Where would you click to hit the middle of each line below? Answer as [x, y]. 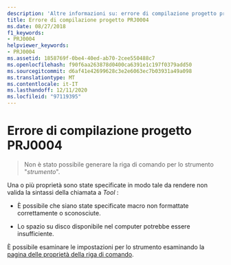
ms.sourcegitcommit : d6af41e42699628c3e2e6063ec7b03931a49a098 [100, 71]
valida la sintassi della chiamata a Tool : [63, 192]
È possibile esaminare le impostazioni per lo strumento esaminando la [106, 247]
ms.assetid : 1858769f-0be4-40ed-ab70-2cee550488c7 [81, 59]
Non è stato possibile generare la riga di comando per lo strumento [119, 164]
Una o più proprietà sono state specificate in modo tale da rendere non [108, 185]
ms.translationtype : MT [41, 77]
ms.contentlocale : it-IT [43, 84]
